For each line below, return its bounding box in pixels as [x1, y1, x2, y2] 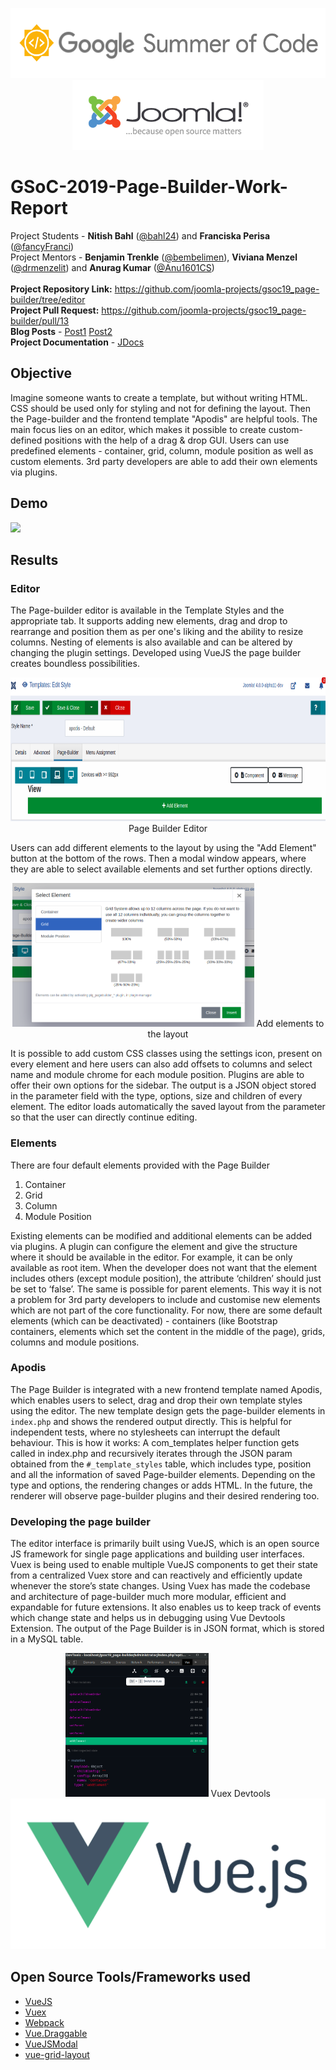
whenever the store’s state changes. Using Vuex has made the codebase [10, 1580, 311, 1592]
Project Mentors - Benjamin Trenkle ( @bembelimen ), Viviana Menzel [10, 251, 298, 263]
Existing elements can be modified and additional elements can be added [10, 1229, 313, 1242]
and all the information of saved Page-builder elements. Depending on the [10, 1468, 316, 1480]
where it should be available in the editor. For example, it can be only [10, 1251, 293, 1263]
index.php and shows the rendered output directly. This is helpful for [10, 1415, 292, 1427]
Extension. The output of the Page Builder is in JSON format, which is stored [10, 1623, 325, 1635]
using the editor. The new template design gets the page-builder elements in [10, 1404, 326, 1417]
